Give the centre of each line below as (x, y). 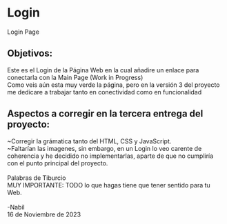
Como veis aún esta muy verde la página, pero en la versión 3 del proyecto (113, 85)
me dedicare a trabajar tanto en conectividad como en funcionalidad (105, 92)
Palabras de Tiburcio (37, 178)
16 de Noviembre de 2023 (44, 214)
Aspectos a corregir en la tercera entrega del (105, 114)
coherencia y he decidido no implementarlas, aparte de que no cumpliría (110, 156)
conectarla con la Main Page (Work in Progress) (75, 77)
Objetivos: (30, 53)
